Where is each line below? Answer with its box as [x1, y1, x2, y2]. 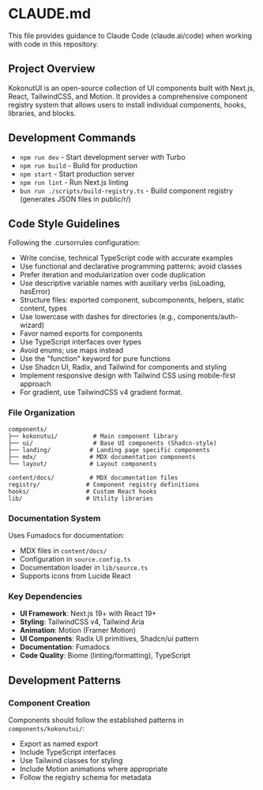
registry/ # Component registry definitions [8, 480, 200, 488]
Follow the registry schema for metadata [19, 772, 152, 782]
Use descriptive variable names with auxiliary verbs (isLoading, [19, 278, 227, 288]
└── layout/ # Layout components [8, 460, 157, 468]
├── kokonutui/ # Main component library [8, 432, 178, 440]
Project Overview [8, 62, 96, 76]
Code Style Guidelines [8, 216, 120, 230]
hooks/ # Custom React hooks [8, 487, 157, 495]
